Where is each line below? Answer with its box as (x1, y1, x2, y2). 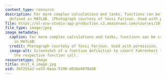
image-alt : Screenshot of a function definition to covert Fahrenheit (9, 48, 158, 53)
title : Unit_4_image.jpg (5, 62, 56, 67)
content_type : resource (5, 7, 54, 12)
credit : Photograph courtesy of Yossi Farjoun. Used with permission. (9, 44, 158, 49)
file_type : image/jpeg (5, 26, 52, 30)
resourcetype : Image (5, 57, 48, 62)
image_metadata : (5, 30, 39, 35)
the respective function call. (14, 53, 79, 58)
